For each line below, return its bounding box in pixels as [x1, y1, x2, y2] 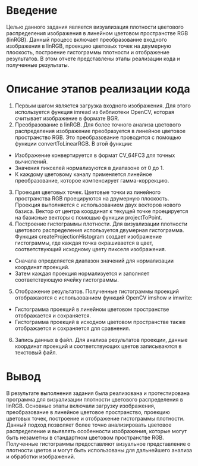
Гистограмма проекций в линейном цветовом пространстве [14, 305, 169, 313]
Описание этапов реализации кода [6, 82, 190, 96]
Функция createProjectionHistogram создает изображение [14, 233, 162, 240]
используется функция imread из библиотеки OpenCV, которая [14, 108, 174, 115]
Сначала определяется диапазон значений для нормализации [14, 257, 174, 264]
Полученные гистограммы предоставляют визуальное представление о [6, 440, 191, 448]
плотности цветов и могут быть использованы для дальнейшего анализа [6, 446, 192, 453]
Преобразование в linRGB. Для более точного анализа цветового [14, 121, 181, 128]
